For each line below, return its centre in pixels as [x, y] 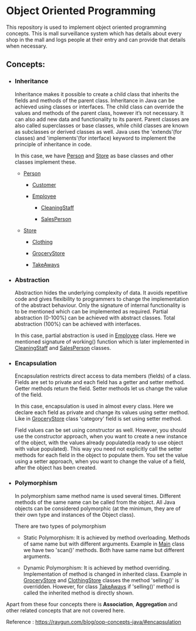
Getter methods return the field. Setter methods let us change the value [101, 389]
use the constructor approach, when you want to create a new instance [101, 437]
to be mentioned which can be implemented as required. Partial [91, 311]
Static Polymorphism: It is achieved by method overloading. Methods [107, 537]
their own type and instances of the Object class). [75, 514]
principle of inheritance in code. [53, 144]
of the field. [28, 395]
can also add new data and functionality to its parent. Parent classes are [102, 119]
